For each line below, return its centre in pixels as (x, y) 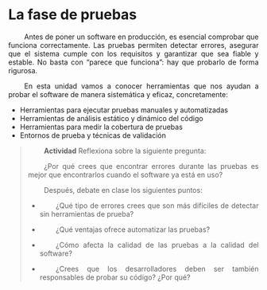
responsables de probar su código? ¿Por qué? (115, 277)
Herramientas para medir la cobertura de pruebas (101, 127)
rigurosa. (23, 70)
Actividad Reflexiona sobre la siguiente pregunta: (125, 151)
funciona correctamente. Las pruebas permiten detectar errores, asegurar (133, 45)
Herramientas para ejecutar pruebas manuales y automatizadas (124, 110)
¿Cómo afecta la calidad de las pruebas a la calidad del (157, 245)
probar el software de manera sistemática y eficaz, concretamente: (118, 94)
